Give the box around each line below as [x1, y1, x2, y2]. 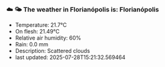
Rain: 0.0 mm [15, 41, 49, 48]
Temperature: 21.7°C [15, 21, 67, 29]
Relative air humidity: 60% [15, 34, 82, 41]
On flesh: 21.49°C [15, 28, 60, 35]
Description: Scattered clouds [15, 48, 90, 55]
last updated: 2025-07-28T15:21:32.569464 [15, 54, 126, 61]
